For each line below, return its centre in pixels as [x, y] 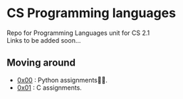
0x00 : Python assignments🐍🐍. [62, 80]
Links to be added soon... [44, 40]
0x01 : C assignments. [49, 88]
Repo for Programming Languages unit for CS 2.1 [78, 33]
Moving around [41, 63]
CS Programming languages [91, 13]
